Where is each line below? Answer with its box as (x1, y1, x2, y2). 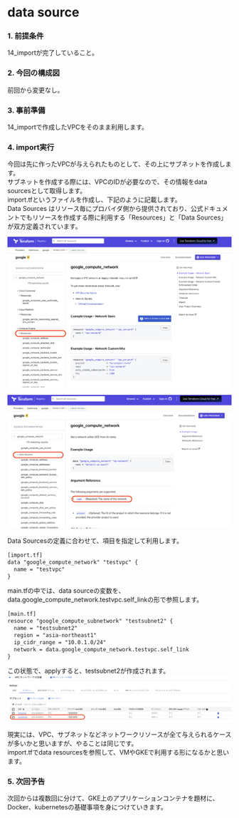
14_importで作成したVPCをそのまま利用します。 (7, 123, 148, 132)
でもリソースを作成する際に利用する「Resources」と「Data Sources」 (19, 213, 228, 222)
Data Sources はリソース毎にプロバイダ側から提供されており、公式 (7, 204, 203, 213)
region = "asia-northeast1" (14, 631, 97, 638)
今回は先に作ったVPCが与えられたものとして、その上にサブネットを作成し (7, 160, 225, 168)
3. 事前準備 (7, 105, 46, 115)
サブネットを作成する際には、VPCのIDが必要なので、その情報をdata (7, 177, 208, 186)
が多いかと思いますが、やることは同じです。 (7, 739, 138, 747)
